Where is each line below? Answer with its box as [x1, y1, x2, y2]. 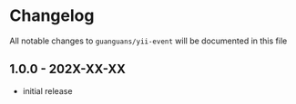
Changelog [9, 5, 95, 26]
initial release [22, 85, 73, 96]
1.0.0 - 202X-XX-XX [9, 61, 126, 77]
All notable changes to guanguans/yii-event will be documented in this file [9, 35, 288, 46]
